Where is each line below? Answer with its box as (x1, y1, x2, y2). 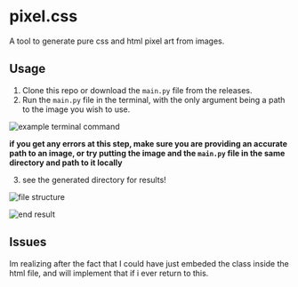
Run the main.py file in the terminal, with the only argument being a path (21, 94, 286, 105)
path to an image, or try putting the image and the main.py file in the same (9, 147, 286, 158)
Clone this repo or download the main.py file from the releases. (21, 84, 253, 95)
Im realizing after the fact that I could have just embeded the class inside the (9, 258, 289, 268)
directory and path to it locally (9, 157, 123, 168)
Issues (9, 235, 47, 250)
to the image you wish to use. (21, 104, 131, 115)
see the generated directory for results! (21, 174, 166, 185)
